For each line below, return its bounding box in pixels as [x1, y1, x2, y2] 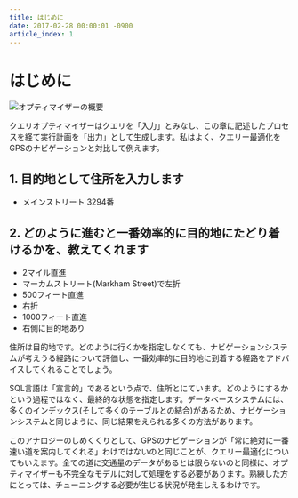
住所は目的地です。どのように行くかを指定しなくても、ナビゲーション [9, 341, 265, 352]
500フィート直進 [21, 289, 85, 300]
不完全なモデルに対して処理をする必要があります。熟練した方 [63, 468, 289, 478]
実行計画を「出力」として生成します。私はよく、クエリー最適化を [39, 132, 282, 142]
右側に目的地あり [21, 322, 85, 333]
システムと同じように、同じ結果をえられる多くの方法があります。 [16, 415, 258, 427]
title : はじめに [9, 12, 64, 22]
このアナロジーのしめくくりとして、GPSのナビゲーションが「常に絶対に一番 [9, 435, 289, 446]
